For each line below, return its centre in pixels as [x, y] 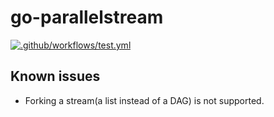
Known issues [55, 76]
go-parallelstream [87, 17]
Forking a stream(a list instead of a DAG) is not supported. [144, 100]
